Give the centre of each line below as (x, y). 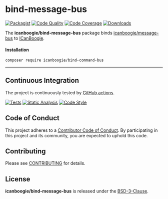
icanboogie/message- (136, 33)
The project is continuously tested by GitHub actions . (60, 92)
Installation (17, 50)
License (18, 179)
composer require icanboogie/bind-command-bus (54, 60)
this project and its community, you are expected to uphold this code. (76, 135)
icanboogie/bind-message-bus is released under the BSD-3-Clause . (77, 191)
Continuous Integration (42, 80)
